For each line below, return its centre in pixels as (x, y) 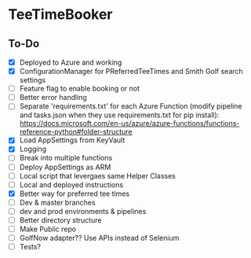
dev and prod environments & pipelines (83, 211)
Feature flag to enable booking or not (79, 89)
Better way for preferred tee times (75, 193)
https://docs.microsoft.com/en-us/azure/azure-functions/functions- (129, 123)
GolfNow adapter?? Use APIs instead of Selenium (99, 238)
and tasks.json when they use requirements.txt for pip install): (119, 115)
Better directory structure (60, 220)
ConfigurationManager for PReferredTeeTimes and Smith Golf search (131, 72)
